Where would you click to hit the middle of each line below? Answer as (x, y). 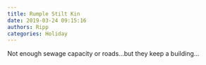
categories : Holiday (38, 34)
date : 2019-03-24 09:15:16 (47, 20)
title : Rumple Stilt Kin (44, 14)
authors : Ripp (28, 27)
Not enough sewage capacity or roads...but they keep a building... (103, 54)
